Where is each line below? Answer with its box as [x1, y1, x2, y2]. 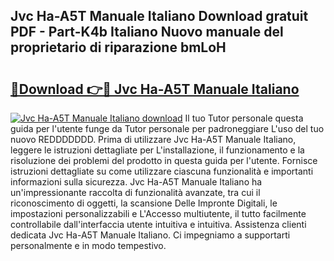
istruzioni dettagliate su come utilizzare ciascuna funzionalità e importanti [10, 165, 314, 177]
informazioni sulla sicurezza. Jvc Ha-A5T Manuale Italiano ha [10, 176, 263, 188]
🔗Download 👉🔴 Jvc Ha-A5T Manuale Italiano [10, 80, 300, 98]
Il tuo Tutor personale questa [184, 112, 304, 124]
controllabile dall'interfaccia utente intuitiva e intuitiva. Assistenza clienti [10, 219, 307, 230]
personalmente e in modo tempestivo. [10, 240, 167, 251]
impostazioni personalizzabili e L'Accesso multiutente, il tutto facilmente [10, 208, 307, 219]
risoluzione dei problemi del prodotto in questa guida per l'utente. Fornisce [10, 155, 318, 166]
